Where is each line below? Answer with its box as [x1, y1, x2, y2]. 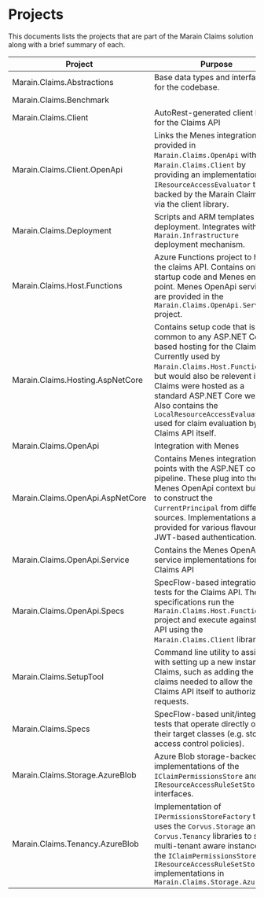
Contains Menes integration [154, 453, 257, 464]
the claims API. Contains [154, 261, 244, 272]
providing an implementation [154, 169, 260, 180]
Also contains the [154, 399, 218, 410]
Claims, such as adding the [154, 666, 254, 677]
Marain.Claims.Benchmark [12, 94, 110, 105]
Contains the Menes [154, 544, 229, 555]
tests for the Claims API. [154, 586, 243, 597]
